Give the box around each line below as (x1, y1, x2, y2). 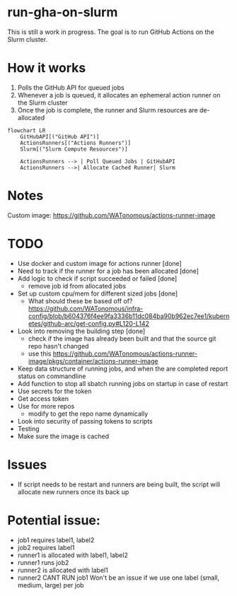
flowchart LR (7, 127, 46, 134)
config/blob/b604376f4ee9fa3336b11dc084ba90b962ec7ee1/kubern (28, 312, 230, 320)
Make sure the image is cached (17, 432, 110, 440)
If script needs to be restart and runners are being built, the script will (17, 480, 221, 489)
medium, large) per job (17, 580, 84, 589)
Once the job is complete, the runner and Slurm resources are (17, 105, 198, 114)
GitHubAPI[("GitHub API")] (20, 133, 100, 140)
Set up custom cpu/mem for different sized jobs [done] (17, 289, 178, 298)
